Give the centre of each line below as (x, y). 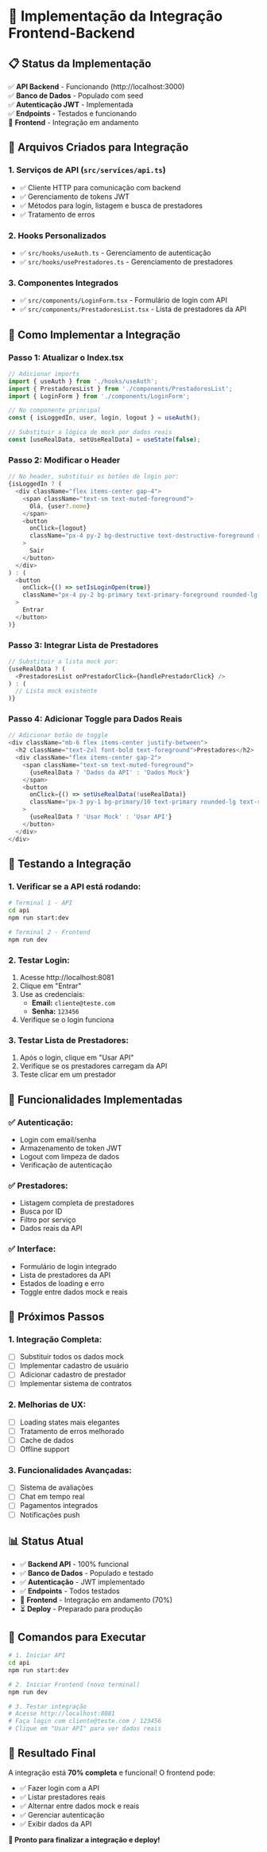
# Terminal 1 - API (41, 903)
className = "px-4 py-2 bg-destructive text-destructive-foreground (141, 536)
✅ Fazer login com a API (59, 1788)
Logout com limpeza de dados (70, 1156)
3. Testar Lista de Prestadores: (69, 1040)
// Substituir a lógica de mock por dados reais (90, 432)
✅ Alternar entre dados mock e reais (79, 1806)
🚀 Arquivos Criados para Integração (99, 148)
